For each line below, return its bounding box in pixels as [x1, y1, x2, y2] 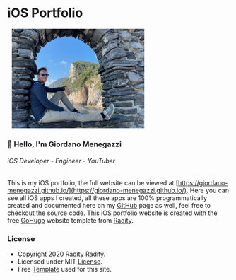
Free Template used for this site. [17, 265, 112, 274]
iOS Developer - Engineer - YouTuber [7, 157, 115, 165]
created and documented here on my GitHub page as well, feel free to [7, 202, 211, 210]
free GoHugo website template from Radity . [7, 216, 134, 225]
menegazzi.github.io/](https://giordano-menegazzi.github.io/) [7, 186, 187, 195]
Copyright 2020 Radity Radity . [17, 250, 106, 259]
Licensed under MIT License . [17, 257, 102, 266]
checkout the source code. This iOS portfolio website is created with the [7, 209, 218, 217]
